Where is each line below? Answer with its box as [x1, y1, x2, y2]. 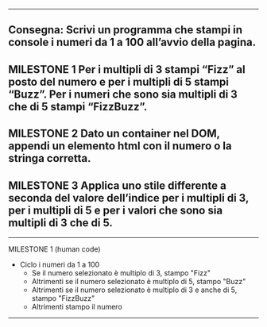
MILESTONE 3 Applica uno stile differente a [8, 179, 226, 192]
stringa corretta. [8, 152, 91, 165]
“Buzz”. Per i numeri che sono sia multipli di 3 [8, 87, 238, 101]
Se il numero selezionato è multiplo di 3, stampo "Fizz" [31, 267, 211, 278]
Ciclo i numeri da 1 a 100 [19, 260, 100, 269]
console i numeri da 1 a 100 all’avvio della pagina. [8, 36, 257, 49]
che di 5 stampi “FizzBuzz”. [8, 100, 148, 113]
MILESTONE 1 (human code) [8, 244, 101, 254]
